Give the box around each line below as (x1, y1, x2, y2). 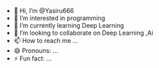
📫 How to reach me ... (13, 37, 78, 44)
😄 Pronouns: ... (13, 46, 59, 55)
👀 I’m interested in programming (13, 14, 106, 22)
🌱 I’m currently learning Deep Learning (13, 22, 124, 29)
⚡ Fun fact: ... (13, 54, 52, 62)
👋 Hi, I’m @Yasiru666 (13, 7, 75, 15)
